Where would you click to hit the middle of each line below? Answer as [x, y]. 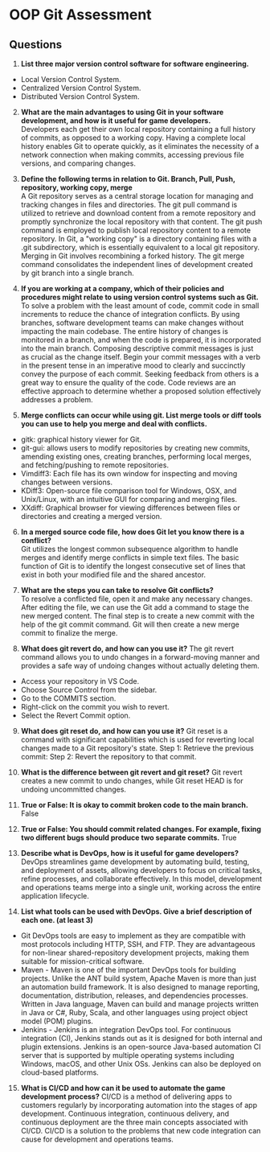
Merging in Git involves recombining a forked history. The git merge [132, 256]
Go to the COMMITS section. [68, 698]
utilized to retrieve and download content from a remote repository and [138, 213]
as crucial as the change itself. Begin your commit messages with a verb [140, 357]
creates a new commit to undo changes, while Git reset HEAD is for [132, 781]
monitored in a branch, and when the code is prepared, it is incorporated [141, 340]
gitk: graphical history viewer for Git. [81, 439]
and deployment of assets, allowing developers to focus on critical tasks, [141, 870]
